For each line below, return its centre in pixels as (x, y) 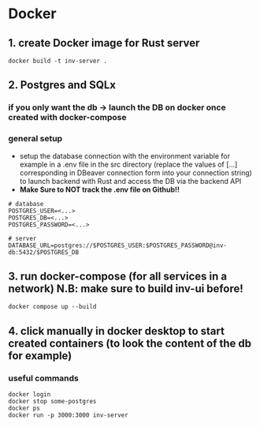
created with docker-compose (67, 118)
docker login (30, 395)
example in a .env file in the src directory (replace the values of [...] (128, 164)
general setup (35, 139)
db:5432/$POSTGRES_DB (44, 252)
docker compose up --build (52, 307)
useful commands (43, 378)
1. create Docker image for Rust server (104, 43)
